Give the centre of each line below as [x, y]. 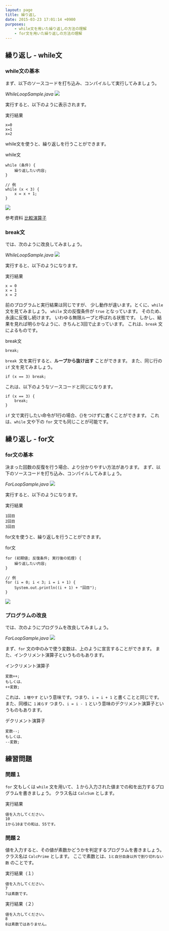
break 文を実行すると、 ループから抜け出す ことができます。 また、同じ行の [84, 361]
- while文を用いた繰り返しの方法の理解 [51, 29]
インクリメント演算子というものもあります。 [60, 655]
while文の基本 [23, 71]
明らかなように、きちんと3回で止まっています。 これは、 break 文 [95, 324]
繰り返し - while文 [34, 56]
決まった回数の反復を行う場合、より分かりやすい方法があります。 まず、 [81, 467]
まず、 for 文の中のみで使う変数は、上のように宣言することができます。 [80, 649]
